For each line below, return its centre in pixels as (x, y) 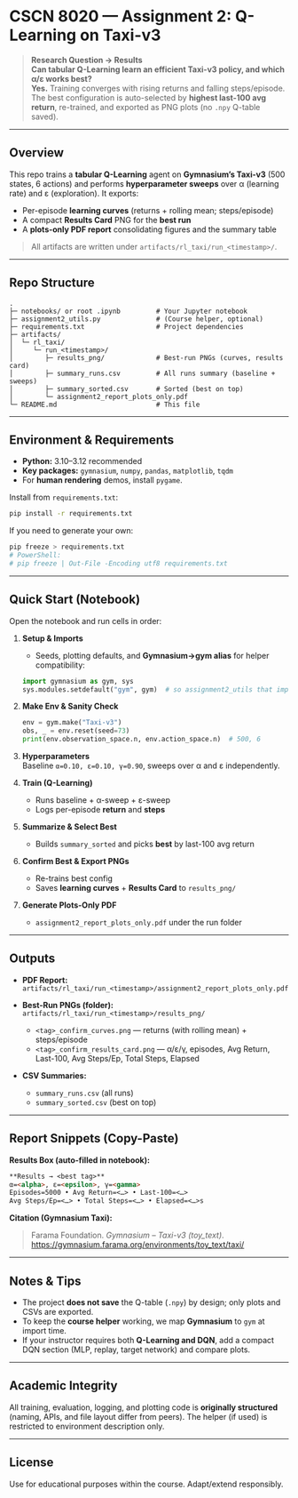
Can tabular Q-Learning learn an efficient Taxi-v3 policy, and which (158, 69)
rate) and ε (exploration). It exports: (74, 193)
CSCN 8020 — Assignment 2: (121, 16)
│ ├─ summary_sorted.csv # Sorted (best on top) (126, 389)
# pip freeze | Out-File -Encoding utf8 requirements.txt (118, 564)
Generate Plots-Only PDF (69, 905)
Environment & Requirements (92, 440)
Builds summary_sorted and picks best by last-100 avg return (145, 844)
